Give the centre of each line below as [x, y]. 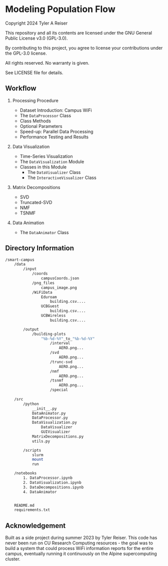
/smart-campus [20, 260]
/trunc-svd [61, 362]
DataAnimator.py [49, 413]
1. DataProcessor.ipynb [48, 478]
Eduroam [49, 297]
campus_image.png [59, 288]
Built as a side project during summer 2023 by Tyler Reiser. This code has [81, 538]
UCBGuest [50, 306]
